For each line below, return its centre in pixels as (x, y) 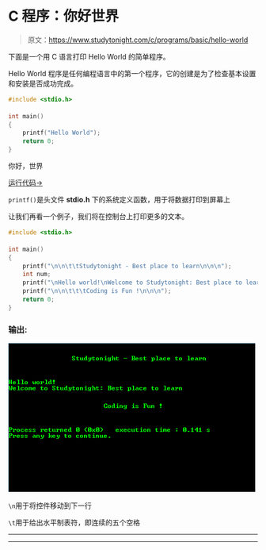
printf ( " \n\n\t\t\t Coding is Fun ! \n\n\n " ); (97, 291)
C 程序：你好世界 (64, 16)
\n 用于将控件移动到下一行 (50, 506)
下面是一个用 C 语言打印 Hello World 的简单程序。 (89, 56)
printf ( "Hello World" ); (62, 133)
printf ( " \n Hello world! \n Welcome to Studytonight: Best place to (133, 283)
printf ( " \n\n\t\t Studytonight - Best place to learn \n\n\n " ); (127, 266)
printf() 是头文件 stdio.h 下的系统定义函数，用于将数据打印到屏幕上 (120, 200)
